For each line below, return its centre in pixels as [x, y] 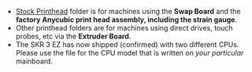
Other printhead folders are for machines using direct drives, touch [124, 28]
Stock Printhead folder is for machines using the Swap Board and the [128, 11]
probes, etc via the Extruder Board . [73, 36]
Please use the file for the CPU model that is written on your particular [130, 53]
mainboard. [34, 61]
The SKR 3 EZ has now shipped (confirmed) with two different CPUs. [127, 45]
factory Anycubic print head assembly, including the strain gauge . [126, 20]
